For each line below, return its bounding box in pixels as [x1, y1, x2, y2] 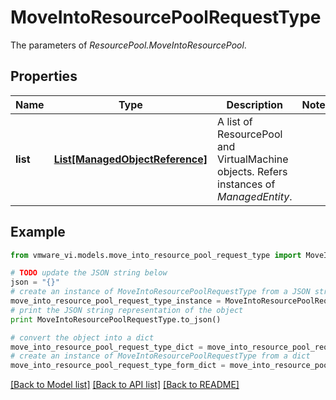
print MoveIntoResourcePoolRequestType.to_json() [10, 314, 222, 325]
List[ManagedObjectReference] [53, 152, 208, 166]
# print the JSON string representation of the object [10, 305, 244, 315]
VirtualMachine [217, 152, 289, 166]
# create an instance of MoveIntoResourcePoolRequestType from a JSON [10, 287, 311, 297]
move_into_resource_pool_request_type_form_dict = [10, 361, 226, 371]
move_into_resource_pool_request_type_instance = [10, 296, 222, 306]
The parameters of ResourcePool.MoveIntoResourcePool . [10, 39, 247, 51]
